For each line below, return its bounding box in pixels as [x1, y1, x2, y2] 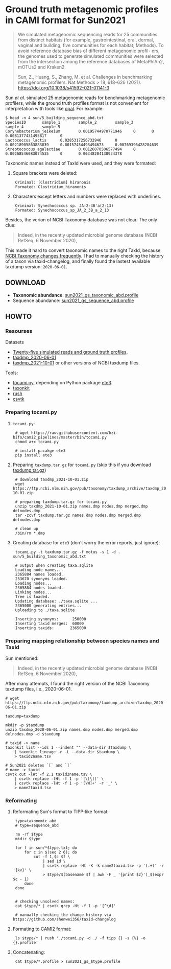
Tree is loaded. [15, 594, 50, 599]
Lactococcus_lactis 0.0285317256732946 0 [5, 137, 117, 143]
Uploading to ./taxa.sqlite [15, 607, 75, 613]
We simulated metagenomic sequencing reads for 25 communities [17, 31, 158, 37]
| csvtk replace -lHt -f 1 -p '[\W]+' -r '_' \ [14, 781, 117, 786]
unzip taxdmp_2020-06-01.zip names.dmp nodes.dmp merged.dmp [5, 727, 138, 732]
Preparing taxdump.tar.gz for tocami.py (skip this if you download [12, 462, 152, 468]
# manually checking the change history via [15, 912, 111, 918]
